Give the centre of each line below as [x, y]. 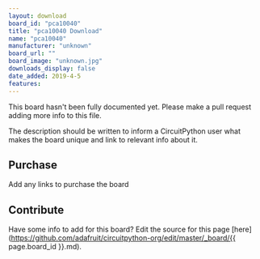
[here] [241, 229]
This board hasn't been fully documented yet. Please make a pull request [130, 107]
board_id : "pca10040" [45, 23]
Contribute [36, 210]
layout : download [38, 16]
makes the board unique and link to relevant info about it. [103, 139]
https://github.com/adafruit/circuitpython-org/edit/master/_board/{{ [124, 238]
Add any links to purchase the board [69, 185]
